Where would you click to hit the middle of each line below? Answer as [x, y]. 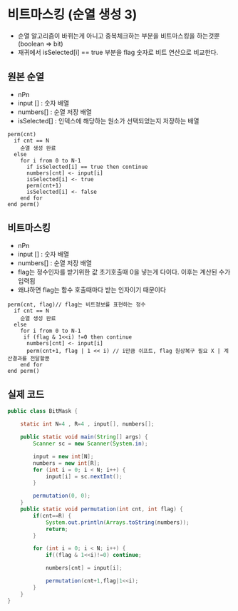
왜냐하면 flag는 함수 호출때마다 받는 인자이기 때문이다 [92, 289]
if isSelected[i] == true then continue [87, 167]
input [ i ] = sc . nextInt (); [84, 476]
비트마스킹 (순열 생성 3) [72, 15]
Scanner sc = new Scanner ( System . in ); [90, 443]
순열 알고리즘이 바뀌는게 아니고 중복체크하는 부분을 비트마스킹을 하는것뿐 [119, 36]
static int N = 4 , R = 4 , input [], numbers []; [87, 424]
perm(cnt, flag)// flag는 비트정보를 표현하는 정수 [77, 304]
